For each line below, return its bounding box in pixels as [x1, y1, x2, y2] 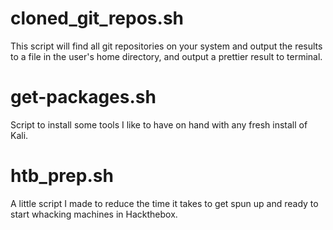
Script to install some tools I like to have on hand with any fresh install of [10, 118, 308, 131]
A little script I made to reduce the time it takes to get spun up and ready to [10, 197, 319, 209]
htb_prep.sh [10, 165, 114, 187]
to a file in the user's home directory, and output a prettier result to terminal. [10, 50, 323, 62]
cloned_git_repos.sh [10, 7, 185, 30]
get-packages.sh [10, 86, 157, 109]
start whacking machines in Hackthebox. [10, 208, 178, 220]
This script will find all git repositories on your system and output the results [10, 40, 323, 52]
